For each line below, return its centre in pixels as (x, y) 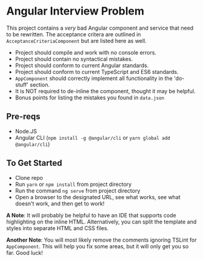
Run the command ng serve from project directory (78, 190)
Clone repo (29, 177)
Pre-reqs (23, 117)
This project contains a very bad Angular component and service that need (100, 28)
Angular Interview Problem (75, 11)
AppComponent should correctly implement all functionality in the (94, 78)
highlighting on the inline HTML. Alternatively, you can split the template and (101, 222)
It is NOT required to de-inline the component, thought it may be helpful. (105, 91)
